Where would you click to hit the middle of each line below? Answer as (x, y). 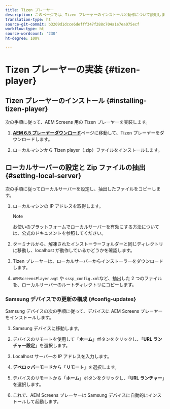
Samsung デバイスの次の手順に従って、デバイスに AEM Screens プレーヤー (84, 311)
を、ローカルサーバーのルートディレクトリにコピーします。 (75, 284)
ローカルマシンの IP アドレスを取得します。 (58, 206)
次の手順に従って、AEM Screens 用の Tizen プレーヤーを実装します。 (78, 122)
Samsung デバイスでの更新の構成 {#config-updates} (71, 299)
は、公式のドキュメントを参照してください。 (59, 233)
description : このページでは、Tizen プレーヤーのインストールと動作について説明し (83, 15)
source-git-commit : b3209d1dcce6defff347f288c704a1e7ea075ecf (72, 24)
